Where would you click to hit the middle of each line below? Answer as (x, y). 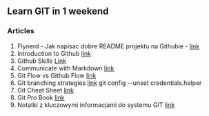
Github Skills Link (42, 61)
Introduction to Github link (54, 53)
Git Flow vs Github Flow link (57, 75)
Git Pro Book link (41, 97)
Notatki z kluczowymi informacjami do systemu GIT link (96, 105)
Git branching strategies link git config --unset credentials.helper (109, 83)
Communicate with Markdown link (66, 68)
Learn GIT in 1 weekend (58, 11)
